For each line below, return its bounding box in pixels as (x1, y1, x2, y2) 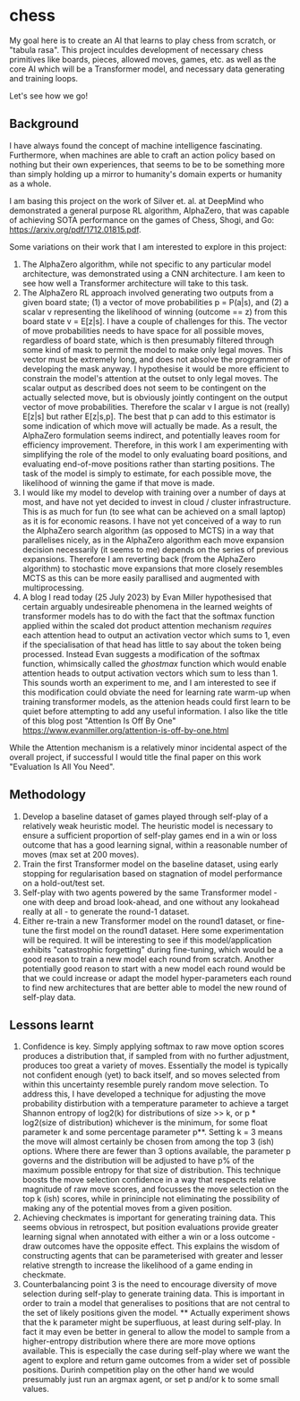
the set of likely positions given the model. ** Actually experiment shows (21, 1308, 291, 1319)
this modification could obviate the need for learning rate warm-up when (21, 687, 291, 697)
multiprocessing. (21, 582, 85, 593)
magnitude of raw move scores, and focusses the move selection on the (21, 1183, 289, 1195)
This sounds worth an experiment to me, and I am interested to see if (21, 677, 277, 688)
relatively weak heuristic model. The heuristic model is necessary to (21, 820, 273, 831)
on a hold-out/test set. (21, 877, 106, 888)
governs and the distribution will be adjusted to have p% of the (21, 1156, 255, 1166)
